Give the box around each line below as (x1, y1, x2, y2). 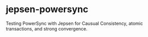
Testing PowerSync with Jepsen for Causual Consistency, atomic (6, 20, 143, 26)
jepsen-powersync (6, 4, 89, 15)
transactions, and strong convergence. (6, 25, 88, 31)
